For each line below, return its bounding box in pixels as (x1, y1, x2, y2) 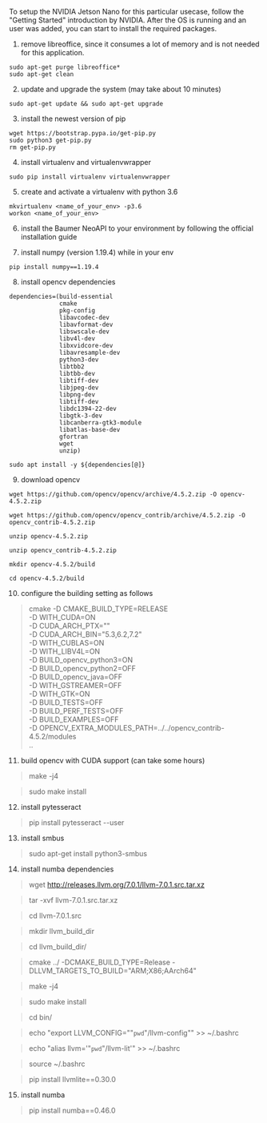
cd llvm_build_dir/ (28, 942, 87, 952)
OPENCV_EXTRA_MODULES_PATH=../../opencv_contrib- (39, 723, 225, 732)
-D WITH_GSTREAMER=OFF (28, 681, 122, 690)
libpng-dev (59, 391, 95, 399)
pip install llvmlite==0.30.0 (28, 1075, 117, 1084)
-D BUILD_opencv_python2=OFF (28, 664, 137, 673)
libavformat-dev (59, 320, 114, 328)
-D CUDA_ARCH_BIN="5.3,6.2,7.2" (28, 630, 142, 639)
